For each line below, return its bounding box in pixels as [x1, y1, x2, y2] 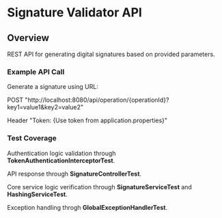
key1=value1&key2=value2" [7, 103, 84, 111]
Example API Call [7, 67, 65, 77]
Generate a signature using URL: [7, 83, 99, 91]
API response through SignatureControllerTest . [7, 169, 142, 178]
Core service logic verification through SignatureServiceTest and [7, 182, 193, 191]
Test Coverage [7, 133, 57, 143]
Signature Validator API [7, 5, 142, 21]
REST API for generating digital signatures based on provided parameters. [7, 50, 215, 58]
